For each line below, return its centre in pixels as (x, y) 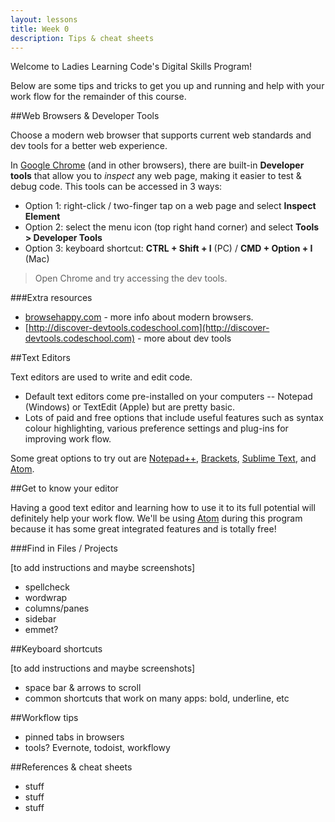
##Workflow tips (44, 718)
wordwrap (46, 598)
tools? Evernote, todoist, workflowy (97, 748)
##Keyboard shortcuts (56, 649)
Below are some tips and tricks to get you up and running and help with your (167, 86)
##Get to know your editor (64, 488)
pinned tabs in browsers (74, 737)
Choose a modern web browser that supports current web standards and (161, 135)
